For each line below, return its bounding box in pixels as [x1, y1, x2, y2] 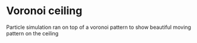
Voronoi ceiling [6, 4, 83, 18]
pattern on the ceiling [6, 29, 59, 37]
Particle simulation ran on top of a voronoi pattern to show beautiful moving [6, 24, 192, 31]
